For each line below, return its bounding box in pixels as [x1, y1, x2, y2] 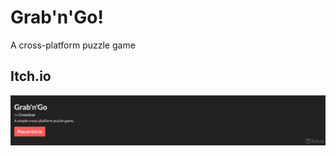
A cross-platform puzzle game [10, 39, 136, 51]
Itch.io [10, 68, 52, 85]
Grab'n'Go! [10, 6, 104, 29]
